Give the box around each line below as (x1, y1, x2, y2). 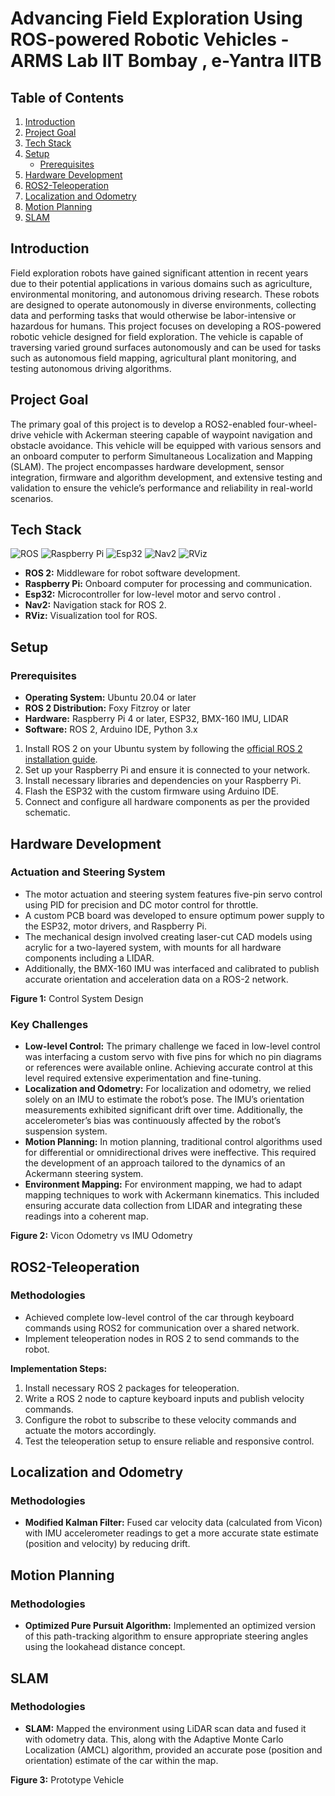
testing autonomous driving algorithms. (10, 362, 172, 374)
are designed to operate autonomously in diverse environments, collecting (10, 298, 317, 311)
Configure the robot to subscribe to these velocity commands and (24, 1413, 297, 1426)
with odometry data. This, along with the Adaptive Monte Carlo (24, 1733, 284, 1745)
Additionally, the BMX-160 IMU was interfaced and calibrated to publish (24, 962, 320, 974)
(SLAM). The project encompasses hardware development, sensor (10, 460, 285, 472)
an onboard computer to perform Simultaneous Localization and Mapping (10, 450, 313, 462)
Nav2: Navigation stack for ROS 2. (24, 599, 167, 611)
